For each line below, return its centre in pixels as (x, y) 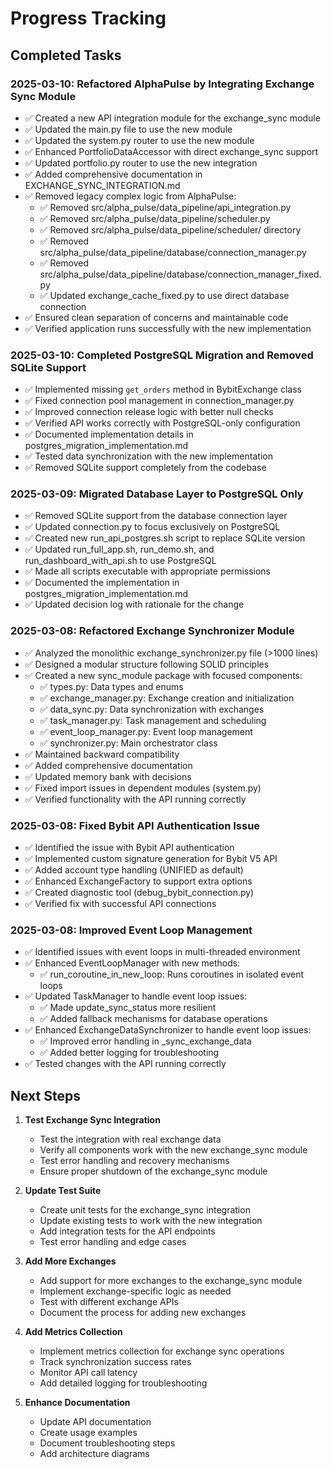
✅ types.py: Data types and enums (111, 686)
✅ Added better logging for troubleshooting (129, 1053)
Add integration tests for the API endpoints (127, 1231)
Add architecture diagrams (94, 1454)
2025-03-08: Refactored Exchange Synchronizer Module (152, 631)
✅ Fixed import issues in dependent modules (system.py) (143, 788)
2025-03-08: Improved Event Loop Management (131, 930)
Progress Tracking (88, 18)
